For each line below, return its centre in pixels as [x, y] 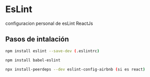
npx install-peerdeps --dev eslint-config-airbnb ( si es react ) [75, 69]
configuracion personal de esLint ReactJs [49, 23]
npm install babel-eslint [33, 60]
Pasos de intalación [37, 39]
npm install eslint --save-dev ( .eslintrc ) [52, 51]
